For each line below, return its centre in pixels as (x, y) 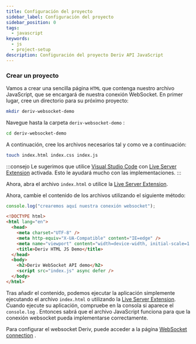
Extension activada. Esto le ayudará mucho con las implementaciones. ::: (94, 173)
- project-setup (31, 50)
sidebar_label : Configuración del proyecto (60, 17)
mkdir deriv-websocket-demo (40, 111)
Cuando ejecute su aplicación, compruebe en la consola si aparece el (90, 305)
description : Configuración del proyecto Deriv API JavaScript (85, 55)
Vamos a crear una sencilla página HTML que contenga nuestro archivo (90, 88)
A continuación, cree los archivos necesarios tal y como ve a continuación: (96, 145)
